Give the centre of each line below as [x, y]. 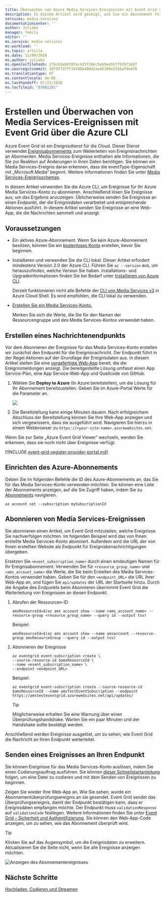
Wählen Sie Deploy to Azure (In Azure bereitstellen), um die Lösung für [84, 383]
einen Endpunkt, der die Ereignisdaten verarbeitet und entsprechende [76, 202]
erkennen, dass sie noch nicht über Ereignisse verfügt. [60, 443]
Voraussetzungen [33, 228]
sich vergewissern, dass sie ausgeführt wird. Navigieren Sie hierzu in [82, 422]
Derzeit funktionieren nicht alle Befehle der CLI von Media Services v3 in [86, 291]
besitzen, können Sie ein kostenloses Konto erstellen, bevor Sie [76, 246]
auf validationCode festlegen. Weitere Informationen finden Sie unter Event [81, 813]
